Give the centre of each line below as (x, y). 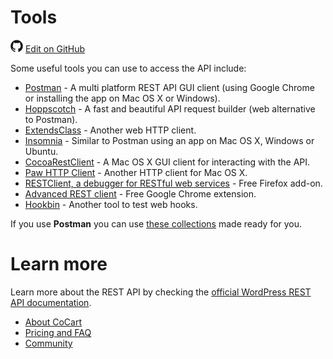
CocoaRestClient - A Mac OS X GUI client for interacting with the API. (167, 162)
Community (48, 343)
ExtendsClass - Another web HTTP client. (110, 130)
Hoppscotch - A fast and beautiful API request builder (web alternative (170, 108)
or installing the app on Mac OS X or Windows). (122, 98)
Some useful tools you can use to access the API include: (128, 68)
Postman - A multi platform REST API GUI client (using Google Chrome (169, 87)
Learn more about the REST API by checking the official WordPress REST (161, 292)
